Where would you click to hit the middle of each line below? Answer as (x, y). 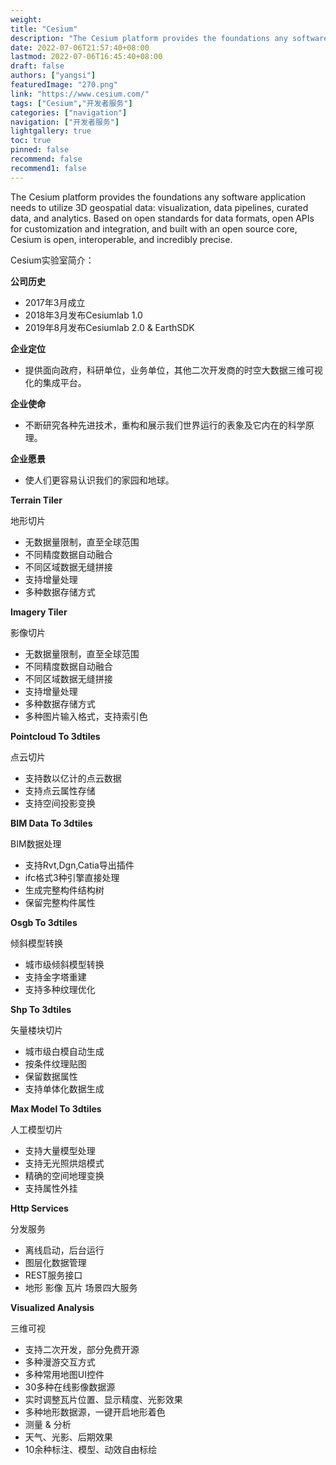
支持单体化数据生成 (64, 1088)
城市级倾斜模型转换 (64, 964)
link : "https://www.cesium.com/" (80, 94)
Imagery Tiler (39, 612)
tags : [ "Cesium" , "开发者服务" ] (71, 103)
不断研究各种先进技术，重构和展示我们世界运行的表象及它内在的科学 (165, 425)
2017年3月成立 (55, 302)
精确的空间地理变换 (64, 1175)
